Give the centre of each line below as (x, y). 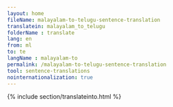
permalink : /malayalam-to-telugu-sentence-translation (87, 64)
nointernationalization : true (50, 77)
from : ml (19, 45)
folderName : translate (41, 33)
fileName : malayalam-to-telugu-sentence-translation (84, 20)
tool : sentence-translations (49, 71)
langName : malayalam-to (42, 58)
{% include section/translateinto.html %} (64, 97)
